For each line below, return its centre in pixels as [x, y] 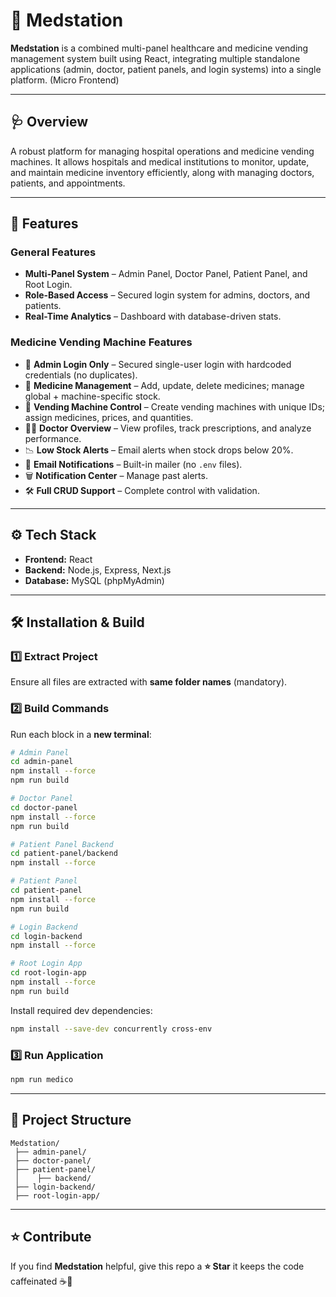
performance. [53, 438]
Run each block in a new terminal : [81, 734]
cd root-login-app [48, 973]
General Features [53, 252]
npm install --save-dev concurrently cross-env [111, 1029]
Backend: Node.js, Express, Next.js [98, 570]
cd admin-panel [42, 762]
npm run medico [42, 1079]
